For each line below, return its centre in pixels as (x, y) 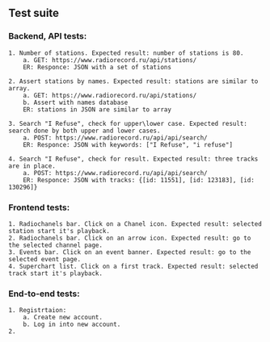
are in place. (32, 166)
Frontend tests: (39, 207)
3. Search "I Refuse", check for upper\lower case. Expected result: (128, 123)
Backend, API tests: (48, 36)
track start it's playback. (56, 273)
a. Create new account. (63, 318)
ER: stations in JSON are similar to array (97, 109)
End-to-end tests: (44, 294)
